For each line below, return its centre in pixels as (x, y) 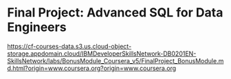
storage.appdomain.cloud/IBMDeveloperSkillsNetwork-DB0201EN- (102, 54)
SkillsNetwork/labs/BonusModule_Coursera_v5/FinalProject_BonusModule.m (115, 60)
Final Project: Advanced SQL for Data (115, 13)
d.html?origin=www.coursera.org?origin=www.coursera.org (92, 68)
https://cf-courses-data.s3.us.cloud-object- (69, 46)
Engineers (37, 27)
